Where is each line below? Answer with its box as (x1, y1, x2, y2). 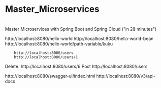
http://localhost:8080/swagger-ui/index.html (5, 73, 96, 79)
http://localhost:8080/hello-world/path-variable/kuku (5, 41, 113, 47)
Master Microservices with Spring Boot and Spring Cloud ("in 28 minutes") (5, 26, 157, 32)
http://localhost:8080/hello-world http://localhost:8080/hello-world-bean (5, 36, 154, 42)
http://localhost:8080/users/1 (14, 55, 78, 60)
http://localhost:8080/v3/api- (96, 73, 156, 79)
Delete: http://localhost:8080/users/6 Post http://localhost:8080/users (5, 63, 148, 70)
